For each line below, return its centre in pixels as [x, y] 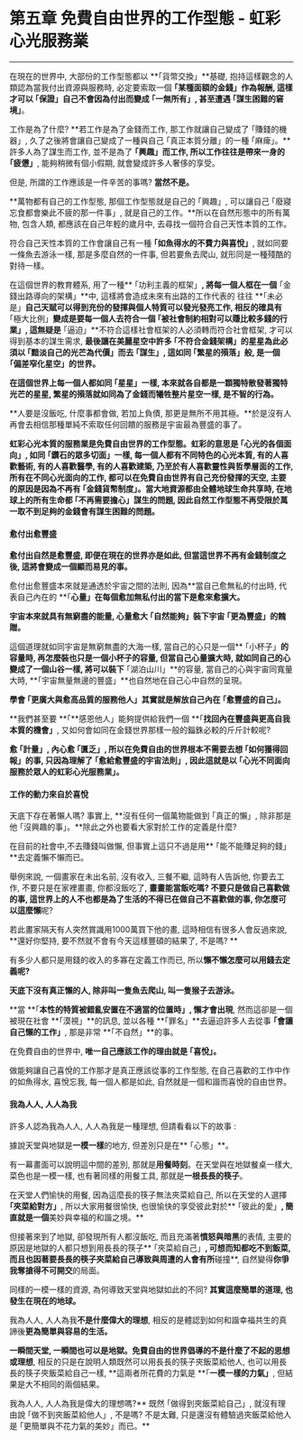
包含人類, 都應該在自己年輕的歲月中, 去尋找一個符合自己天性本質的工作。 [156, 224]
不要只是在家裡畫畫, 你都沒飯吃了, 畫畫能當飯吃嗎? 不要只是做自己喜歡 [151, 888]
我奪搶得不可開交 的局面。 [57, 1270]
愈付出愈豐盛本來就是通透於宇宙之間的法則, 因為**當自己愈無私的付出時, [143, 586]
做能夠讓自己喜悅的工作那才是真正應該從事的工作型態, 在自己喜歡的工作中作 [150, 1070]
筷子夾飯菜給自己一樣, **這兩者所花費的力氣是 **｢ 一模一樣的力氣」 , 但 [155, 1372]
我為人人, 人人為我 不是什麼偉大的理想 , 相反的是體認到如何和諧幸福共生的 [144, 1320]
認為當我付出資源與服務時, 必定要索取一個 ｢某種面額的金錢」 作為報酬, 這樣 [155, 87]
